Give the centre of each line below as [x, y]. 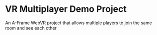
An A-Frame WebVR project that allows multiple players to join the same [79, 23]
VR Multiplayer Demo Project [66, 9]
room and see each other [31, 28]
